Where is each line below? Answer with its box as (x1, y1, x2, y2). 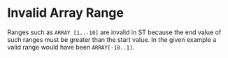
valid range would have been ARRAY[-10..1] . (7, 43, 135, 51)
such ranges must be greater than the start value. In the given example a (7, 35, 217, 43)
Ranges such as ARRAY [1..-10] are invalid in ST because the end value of (7, 28, 222, 36)
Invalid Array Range (7, 5, 124, 21)
